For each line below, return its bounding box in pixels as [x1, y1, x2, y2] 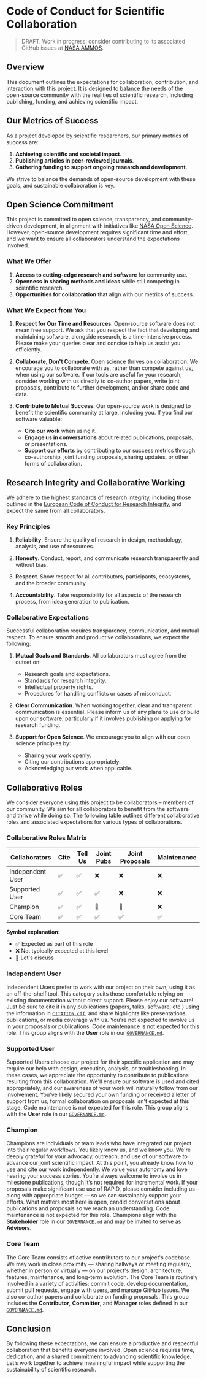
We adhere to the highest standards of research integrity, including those [6, 494, 191, 501]
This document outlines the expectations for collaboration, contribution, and [6, 78, 199, 85]
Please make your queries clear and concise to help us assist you [15, 339, 181, 347]
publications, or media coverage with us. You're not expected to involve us [6, 1016, 195, 1023]
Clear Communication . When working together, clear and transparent [15, 702, 192, 709]
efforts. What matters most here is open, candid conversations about [6, 1198, 180, 1206]
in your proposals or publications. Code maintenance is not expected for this [6, 1023, 200, 1030]
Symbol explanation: [6, 928, 60, 936]
